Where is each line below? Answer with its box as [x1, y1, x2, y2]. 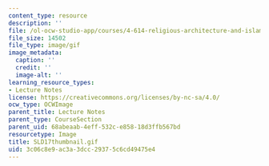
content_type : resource [8, 11, 88, 20]
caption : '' [15, 57, 56, 65]
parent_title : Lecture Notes [8, 109, 106, 117]
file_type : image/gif [8, 41, 81, 49]
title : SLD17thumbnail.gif [8, 137, 98, 146]
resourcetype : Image [8, 130, 78, 138]
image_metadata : [8, 49, 62, 57]
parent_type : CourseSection [8, 116, 102, 124]
